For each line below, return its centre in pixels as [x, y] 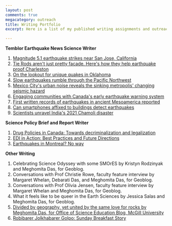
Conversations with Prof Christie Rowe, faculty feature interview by [83, 175]
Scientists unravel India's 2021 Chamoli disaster [63, 113]
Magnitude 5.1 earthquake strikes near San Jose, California [75, 58]
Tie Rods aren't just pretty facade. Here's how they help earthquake [84, 64]
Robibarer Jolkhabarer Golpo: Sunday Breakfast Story [69, 218]
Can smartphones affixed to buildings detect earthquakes [73, 107]
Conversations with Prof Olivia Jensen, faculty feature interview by [83, 185]
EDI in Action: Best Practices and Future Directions [66, 138]
